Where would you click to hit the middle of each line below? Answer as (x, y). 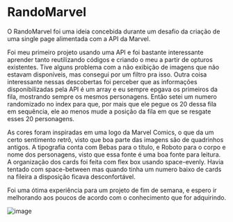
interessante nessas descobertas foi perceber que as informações (102, 81)
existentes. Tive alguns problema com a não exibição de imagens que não (113, 67)
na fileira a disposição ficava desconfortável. (71, 176)
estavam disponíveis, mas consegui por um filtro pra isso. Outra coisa (107, 74)
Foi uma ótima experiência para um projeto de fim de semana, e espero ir (112, 190)
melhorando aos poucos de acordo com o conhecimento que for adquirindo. (117, 197)
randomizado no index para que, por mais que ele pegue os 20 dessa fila (112, 104)
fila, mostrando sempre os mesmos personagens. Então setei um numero (112, 96)
